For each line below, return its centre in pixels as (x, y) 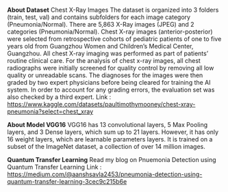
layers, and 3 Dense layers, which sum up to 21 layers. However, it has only (113, 132)
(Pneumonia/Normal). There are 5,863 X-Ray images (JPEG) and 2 (101, 24)
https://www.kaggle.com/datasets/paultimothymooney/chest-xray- (101, 104)
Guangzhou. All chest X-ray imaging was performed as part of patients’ (108, 53)
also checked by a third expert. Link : (59, 97)
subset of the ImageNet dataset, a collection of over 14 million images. (106, 147)
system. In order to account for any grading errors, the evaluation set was (111, 90)
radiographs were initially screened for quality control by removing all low (111, 68)
